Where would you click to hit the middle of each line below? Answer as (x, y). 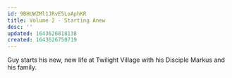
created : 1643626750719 (42, 40)
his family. (22, 67)
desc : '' (20, 27)
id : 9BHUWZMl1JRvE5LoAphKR (47, 14)
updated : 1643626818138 (42, 33)
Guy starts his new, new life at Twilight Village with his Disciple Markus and (116, 60)
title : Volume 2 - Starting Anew (56, 20)
